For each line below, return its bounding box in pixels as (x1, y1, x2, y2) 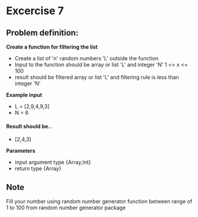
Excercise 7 (6, 4, 64, 18)
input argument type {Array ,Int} (14, 158, 92, 166)
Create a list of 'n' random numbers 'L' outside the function (14, 55, 158, 61)
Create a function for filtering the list (6, 43, 98, 50)
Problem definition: (6, 28, 79, 38)
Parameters (6, 147, 35, 154)
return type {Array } (14, 165, 61, 172)
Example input (6, 92, 43, 98)
